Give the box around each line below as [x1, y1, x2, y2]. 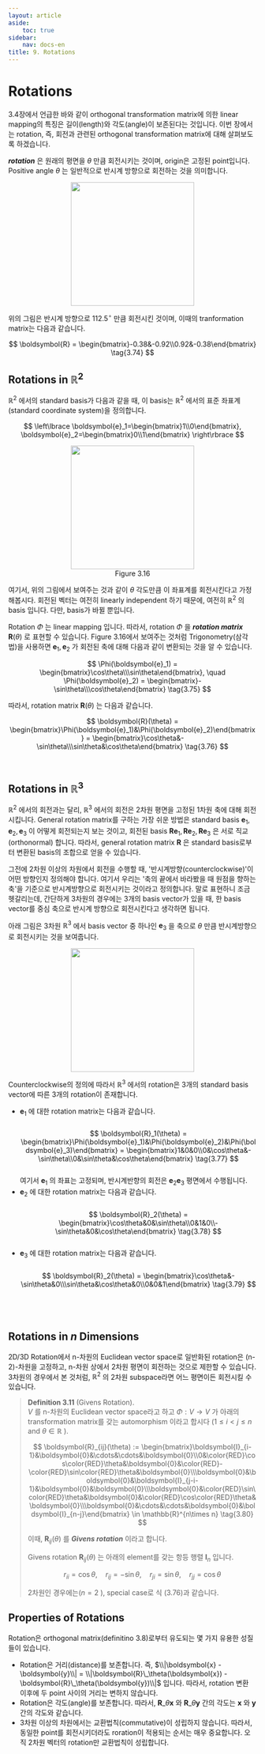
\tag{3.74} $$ [110, 347, 155, 357]
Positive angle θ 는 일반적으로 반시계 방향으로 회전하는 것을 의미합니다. [8, 165, 229, 175]
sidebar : [8, 33, 37, 42]
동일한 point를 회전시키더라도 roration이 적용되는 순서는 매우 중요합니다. [19, 1727, 243, 1737]
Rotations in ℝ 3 [8, 780, 84, 796]
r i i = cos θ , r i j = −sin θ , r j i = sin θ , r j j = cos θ [63, 1569, 222, 1581]
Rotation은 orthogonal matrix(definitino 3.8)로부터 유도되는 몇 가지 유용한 [8, 1633, 239, 1642]
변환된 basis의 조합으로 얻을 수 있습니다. [16, 847, 141, 856]
